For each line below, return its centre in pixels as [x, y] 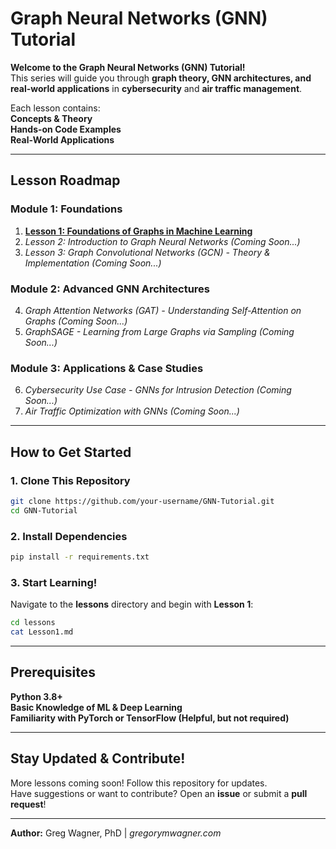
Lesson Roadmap [65, 180]
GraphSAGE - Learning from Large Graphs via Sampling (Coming [159, 331]
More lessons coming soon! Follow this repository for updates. [139, 783]
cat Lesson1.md [42, 632]
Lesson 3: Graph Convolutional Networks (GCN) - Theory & [147, 252]
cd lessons [33, 623]
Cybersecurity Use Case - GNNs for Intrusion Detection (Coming [158, 390]
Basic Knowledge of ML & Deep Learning [96, 707]
